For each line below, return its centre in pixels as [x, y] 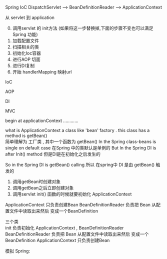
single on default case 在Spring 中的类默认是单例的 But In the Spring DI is [81, 148]
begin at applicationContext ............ [42, 120]
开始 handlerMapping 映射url [42, 72]
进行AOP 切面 [26, 59]
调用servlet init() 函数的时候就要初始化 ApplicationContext [72, 194]
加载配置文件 [25, 40]
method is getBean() [26, 135]
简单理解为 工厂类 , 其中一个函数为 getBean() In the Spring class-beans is [81, 141]
